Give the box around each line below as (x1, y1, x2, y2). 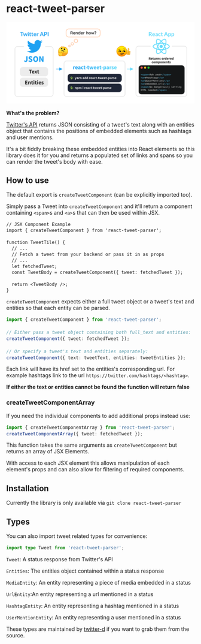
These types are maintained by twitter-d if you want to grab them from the (6, 625, 190, 633)
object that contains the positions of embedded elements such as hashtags (6, 127, 192, 134)
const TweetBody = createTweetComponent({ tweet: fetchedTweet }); (11, 269, 184, 276)
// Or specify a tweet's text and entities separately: (6, 348, 148, 354)
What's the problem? (6, 109, 60, 116)
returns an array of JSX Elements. (6, 448, 90, 455)
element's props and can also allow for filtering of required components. (6, 466, 185, 473)
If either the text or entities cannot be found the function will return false (6, 383, 190, 391)
